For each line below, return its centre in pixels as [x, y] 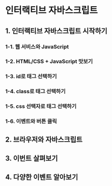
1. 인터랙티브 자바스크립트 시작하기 [57, 31]
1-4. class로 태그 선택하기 [36, 91]
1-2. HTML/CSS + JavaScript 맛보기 [49, 62]
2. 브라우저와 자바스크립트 [44, 139]
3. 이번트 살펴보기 [32, 158]
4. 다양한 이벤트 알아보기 [41, 177]
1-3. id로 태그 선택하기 [31, 76]
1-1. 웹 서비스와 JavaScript [37, 46]
